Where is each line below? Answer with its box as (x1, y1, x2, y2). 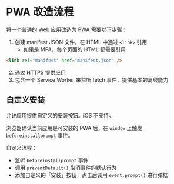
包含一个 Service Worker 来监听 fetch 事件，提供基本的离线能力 (14, 76, 169, 83)
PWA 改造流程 (6, 5, 75, 19)
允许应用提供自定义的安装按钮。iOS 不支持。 (6, 112, 115, 119)
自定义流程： (6, 144, 37, 151)
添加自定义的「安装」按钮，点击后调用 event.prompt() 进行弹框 (14, 171, 168, 178)
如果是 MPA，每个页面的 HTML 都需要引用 (23, 45, 126, 53)
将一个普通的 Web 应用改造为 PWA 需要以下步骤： (6, 26, 128, 33)
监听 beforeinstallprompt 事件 (14, 156, 89, 163)
